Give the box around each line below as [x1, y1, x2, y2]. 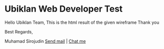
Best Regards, [4, 29, 33, 34]
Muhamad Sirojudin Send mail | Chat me [4, 38, 86, 44]
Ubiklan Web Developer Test [4, 3, 123, 15]
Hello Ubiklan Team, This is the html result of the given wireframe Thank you [4, 19, 160, 25]
